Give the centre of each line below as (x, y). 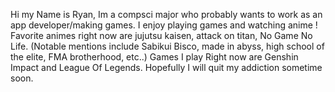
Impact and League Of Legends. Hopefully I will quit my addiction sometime (166, 67)
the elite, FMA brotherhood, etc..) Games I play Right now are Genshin (154, 57)
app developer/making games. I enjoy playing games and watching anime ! (164, 25)
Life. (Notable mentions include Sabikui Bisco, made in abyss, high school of (167, 46)
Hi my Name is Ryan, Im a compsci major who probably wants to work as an (166, 14)
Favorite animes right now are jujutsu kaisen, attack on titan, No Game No (161, 35)
